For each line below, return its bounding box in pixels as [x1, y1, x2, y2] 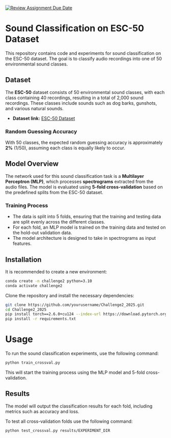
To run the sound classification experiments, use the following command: [5, 351, 159, 357]
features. [12, 240, 32, 246]
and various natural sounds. [5, 105, 64, 111]
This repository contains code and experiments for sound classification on [5, 50, 161, 56]
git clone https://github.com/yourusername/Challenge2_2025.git [5, 302, 145, 307]
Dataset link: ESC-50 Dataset [12, 115, 75, 121]
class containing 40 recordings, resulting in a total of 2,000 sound [5, 95, 144, 101]
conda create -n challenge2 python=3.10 [5, 278, 93, 284]
